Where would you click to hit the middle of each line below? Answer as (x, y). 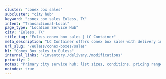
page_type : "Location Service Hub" (42, 28)
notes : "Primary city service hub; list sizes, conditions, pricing (77, 64)
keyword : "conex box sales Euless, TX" (46, 19)
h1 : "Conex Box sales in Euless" (40, 51)
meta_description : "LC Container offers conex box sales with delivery (80, 42)
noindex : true (20, 69)
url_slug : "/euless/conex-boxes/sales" (46, 46)
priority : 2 (17, 60)
